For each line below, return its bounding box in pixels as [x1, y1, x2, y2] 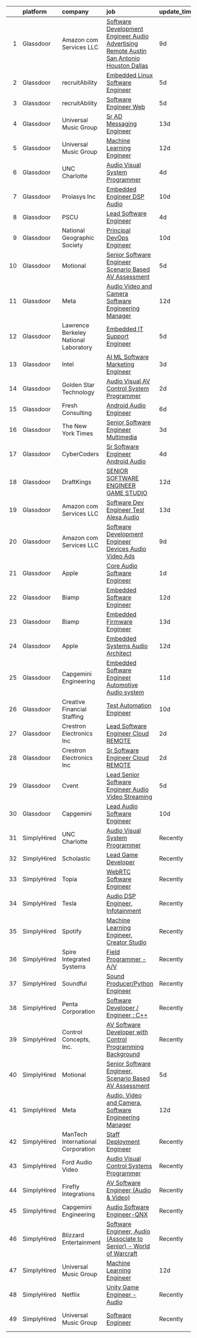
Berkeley [62, 329, 87, 337]
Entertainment [62, 1239, 101, 1246]
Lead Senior [106, 771, 140, 778]
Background [106, 1050, 140, 1058]
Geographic [62, 234, 95, 242]
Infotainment [106, 907, 142, 914]
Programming [106, 1043, 144, 1051]
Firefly [62, 1183, 80, 1190]
